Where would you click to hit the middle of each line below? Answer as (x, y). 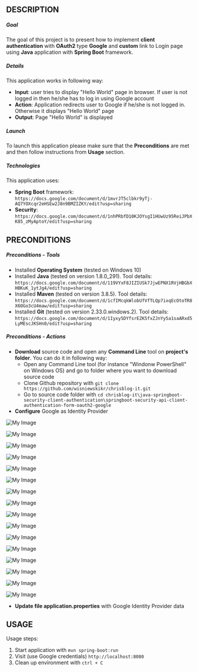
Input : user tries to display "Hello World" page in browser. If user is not (101, 92)
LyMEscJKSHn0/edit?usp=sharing (53, 324)
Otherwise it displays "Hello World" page (64, 111)
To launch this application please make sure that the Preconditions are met (98, 146)
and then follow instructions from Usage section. (66, 152)
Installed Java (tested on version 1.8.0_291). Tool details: (83, 276)
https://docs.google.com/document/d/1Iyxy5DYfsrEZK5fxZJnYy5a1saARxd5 (103, 318)
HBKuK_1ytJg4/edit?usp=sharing (53, 288)
